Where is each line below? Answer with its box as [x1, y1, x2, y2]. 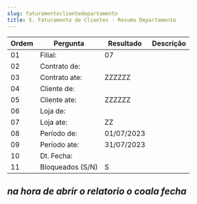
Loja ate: [40, 117, 68, 127]
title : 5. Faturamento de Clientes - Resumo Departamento [7, 17, 176, 23]
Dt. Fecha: [40, 151, 73, 161]
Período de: [40, 128, 78, 138]
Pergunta [54, 39, 84, 48]
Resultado [108, 39, 142, 48]
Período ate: [40, 139, 80, 149]
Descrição [152, 39, 187, 48]
